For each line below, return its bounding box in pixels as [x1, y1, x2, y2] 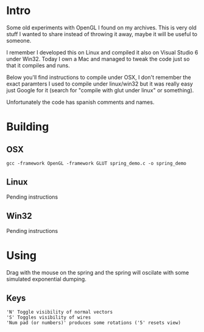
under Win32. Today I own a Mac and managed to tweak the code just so [6, 55, 190, 62]
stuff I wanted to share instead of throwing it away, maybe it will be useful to [6, 30, 198, 37]
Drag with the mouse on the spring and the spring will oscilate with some [6, 268, 189, 276]
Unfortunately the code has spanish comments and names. [6, 98, 155, 106]
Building [6, 120, 49, 134]
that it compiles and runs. [6, 62, 70, 69]
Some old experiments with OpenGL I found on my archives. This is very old [6, 24, 197, 31]
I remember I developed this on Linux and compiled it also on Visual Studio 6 [6, 48, 199, 56]
